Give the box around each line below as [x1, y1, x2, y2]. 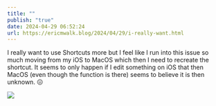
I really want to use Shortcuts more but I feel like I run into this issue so [7, 48, 209, 57]
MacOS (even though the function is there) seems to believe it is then [7, 71, 205, 79]
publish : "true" [7, 17, 54, 24]
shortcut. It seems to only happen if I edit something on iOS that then [7, 63, 204, 71]
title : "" [7, 10, 36, 17]
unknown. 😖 [7, 78, 44, 87]
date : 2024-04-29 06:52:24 [7, 23, 85, 30]
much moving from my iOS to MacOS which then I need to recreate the [7, 56, 209, 64]
